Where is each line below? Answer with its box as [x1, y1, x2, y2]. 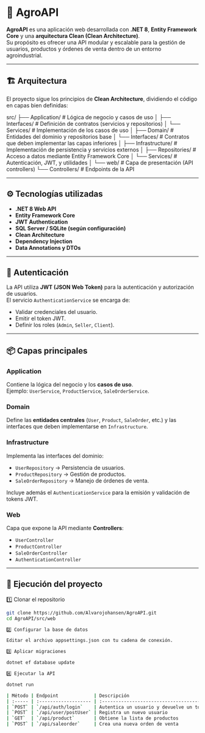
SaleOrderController [15, 550, 68, 556]
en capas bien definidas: [6, 101, 68, 109]
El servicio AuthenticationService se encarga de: [6, 296, 131, 304]
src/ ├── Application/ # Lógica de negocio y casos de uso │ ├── [6, 113, 171, 121]
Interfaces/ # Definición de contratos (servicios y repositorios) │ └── [6, 120, 181, 127]
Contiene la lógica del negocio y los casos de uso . [6, 381, 134, 388]
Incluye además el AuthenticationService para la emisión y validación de [6, 489, 190, 496]
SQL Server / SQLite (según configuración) [15, 224, 126, 232]
